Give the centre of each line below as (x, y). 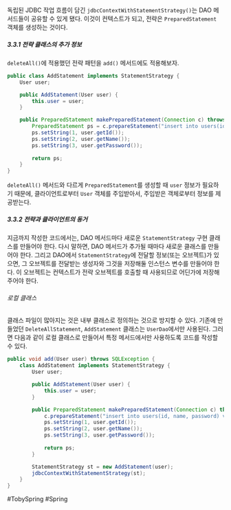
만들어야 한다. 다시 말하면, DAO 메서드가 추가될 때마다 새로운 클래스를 (113, 247)
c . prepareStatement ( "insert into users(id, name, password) (132, 416)
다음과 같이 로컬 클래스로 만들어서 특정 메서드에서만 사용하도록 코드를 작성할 (116, 337)
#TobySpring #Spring (37, 499)
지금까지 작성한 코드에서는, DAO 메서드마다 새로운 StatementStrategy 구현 (108, 238)
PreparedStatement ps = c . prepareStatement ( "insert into (115, 126)
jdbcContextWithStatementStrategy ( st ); (89, 473)
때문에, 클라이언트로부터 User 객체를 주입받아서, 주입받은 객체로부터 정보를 (114, 194)
